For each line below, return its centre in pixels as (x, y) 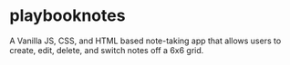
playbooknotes (67, 16)
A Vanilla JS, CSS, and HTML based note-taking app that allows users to (145, 41)
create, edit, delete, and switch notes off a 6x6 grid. (107, 50)
